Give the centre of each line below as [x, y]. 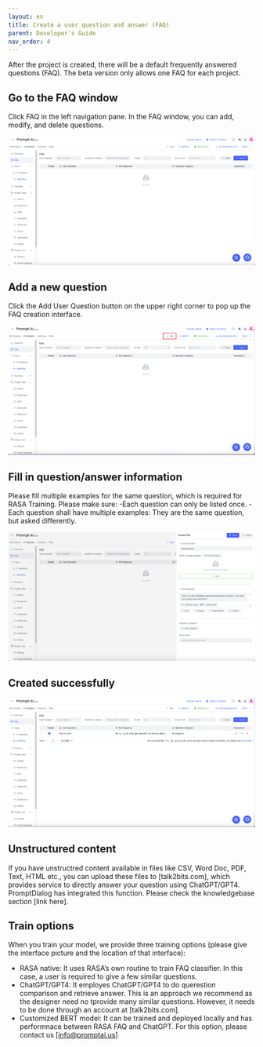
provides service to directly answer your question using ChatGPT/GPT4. [124, 885]
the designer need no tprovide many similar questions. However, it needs [137, 1001]
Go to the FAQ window [63, 98]
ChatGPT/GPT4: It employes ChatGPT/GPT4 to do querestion [118, 985]
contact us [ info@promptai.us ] [69, 1035]
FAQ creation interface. [45, 315]
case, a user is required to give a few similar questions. [108, 976]
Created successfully [61, 683]
